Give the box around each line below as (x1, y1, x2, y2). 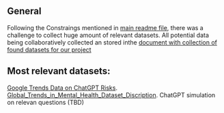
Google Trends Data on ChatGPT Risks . (7, 84, 118, 92)
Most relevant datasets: (7, 65, 111, 77)
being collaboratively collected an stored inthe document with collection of (7, 38, 217, 47)
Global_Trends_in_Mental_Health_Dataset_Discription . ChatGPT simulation (7, 90, 216, 99)
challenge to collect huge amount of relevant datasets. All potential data (7, 31, 210, 39)
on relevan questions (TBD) (7, 98, 84, 106)
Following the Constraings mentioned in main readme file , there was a (7, 23, 204, 32)
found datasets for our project (7, 45, 92, 53)
